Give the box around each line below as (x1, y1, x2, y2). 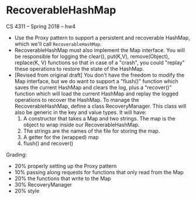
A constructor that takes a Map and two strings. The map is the (23, 115, 176, 122)
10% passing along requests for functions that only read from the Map (14, 168, 184, 175)
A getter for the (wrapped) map (23, 133, 99, 140)
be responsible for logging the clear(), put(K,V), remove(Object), (14, 53, 170, 60)
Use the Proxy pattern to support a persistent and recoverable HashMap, (14, 34, 190, 41)
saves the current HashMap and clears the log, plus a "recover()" (14, 84, 172, 91)
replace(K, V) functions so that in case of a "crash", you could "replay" (14, 59, 185, 66)
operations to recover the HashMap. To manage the (14, 96, 139, 103)
